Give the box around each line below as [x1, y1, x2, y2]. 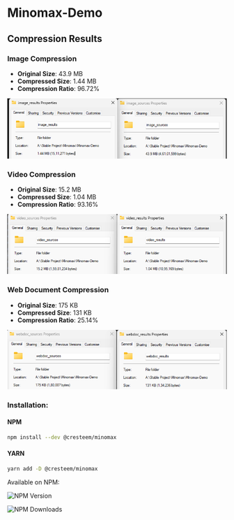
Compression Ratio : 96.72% [17, 84, 100, 92]
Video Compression [7, 169, 76, 179]
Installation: [7, 400, 49, 410]
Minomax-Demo [7, 5, 103, 21]
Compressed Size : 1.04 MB [17, 193, 97, 201]
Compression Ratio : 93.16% [17, 201, 99, 209]
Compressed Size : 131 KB [17, 308, 92, 317]
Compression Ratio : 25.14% [17, 316, 99, 324]
